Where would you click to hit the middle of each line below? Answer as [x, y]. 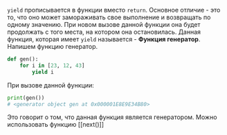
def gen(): [23, 59]
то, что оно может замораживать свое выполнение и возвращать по [109, 17]
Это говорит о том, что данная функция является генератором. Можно [112, 117]
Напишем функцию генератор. [53, 46]
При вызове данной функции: [51, 85]
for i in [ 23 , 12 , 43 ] [52, 65]
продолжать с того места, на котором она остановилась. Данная [104, 32]
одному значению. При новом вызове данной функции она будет [104, 24]
